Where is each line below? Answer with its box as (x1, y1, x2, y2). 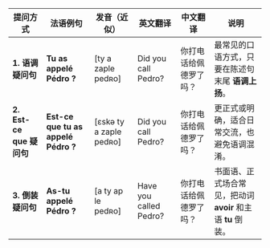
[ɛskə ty (93, 116, 125, 127)
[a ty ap (93, 185, 124, 196)
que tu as (46, 121, 83, 132)
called (137, 201, 161, 211)
